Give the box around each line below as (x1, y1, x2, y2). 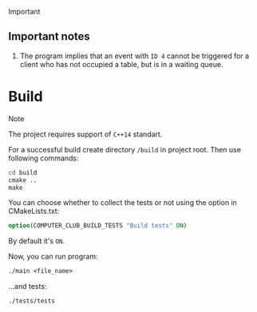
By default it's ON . (8, 236, 65, 246)
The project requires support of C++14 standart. (8, 129, 163, 139)
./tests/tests (8, 297, 56, 306)
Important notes (8, 30, 90, 43)
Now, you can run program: (8, 251, 98, 262)
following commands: (8, 153, 79, 163)
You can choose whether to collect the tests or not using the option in (8, 198, 238, 207)
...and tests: (8, 282, 47, 291)
